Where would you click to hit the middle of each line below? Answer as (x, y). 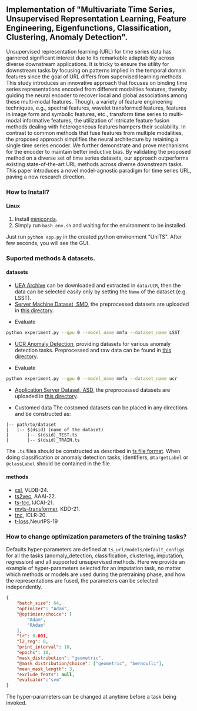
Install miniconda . (36, 219)
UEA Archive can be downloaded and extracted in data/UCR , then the (98, 286)
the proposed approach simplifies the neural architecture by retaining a (92, 139)
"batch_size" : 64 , (39, 603)
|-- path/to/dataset (31, 424)
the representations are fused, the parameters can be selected (82, 581)
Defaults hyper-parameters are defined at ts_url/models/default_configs (96, 550)
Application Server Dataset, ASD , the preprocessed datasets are (92, 390)
